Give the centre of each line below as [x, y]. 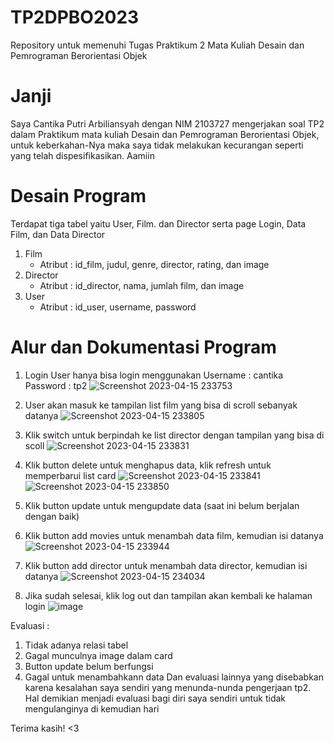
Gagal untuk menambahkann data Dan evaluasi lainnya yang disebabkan [174, 677]
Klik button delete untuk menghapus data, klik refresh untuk [148, 465]
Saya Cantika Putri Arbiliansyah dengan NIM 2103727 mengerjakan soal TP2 [167, 123]
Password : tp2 [56, 385]
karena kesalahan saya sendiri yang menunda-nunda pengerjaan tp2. [168, 687]
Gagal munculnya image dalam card [98, 655]
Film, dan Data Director [58, 234]
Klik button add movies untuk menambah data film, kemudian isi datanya [174, 535]
